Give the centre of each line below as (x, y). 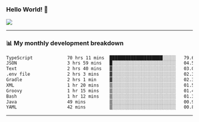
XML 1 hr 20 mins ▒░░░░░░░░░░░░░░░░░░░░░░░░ (91, 85)
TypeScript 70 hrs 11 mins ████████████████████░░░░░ (91, 58)
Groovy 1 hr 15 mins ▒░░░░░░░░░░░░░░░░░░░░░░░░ (91, 91)
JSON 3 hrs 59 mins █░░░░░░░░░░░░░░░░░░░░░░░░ (91, 63)
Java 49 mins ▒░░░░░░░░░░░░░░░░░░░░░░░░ (91, 102)
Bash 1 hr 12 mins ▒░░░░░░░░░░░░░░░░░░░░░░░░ (91, 96)
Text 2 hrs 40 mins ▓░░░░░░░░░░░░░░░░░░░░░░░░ (91, 69)
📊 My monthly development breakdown (65, 43)
